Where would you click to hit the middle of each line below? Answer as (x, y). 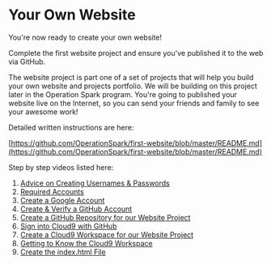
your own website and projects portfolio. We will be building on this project (133, 86)
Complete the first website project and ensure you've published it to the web (136, 53)
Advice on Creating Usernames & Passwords (95, 183)
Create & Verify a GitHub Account (76, 209)
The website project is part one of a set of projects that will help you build (131, 77)
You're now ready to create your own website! (85, 37)
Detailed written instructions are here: (71, 127)
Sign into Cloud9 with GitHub (68, 226)
